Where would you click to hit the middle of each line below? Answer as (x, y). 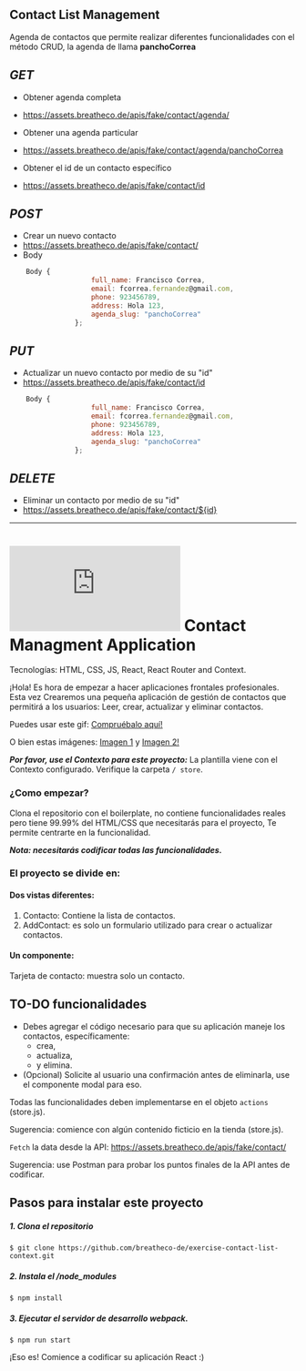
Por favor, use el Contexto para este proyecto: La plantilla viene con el (143, 760)
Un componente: (42, 956)
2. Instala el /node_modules (63, 1276)
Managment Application (103, 645)
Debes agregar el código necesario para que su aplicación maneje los (153, 1026)
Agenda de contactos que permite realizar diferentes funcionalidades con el (152, 36)
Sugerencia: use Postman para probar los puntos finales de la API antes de (150, 1164)
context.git (32, 1256)
